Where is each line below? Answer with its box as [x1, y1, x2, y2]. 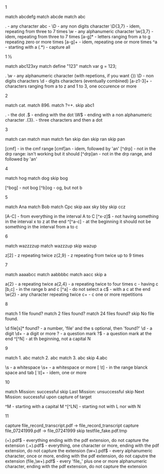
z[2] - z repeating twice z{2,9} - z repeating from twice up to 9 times [5, 253, 144, 258]
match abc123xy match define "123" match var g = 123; [5, 63, 117, 69]
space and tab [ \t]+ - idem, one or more [5, 370, 87, 376]
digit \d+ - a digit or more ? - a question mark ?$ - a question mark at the [5, 331, 152, 336]
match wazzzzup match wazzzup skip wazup [5, 243, 97, 249]
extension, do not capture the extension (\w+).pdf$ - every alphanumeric [5, 448, 153, 453]
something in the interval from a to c [5, 224, 78, 229]
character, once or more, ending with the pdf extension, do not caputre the [5, 453, 156, 459]
